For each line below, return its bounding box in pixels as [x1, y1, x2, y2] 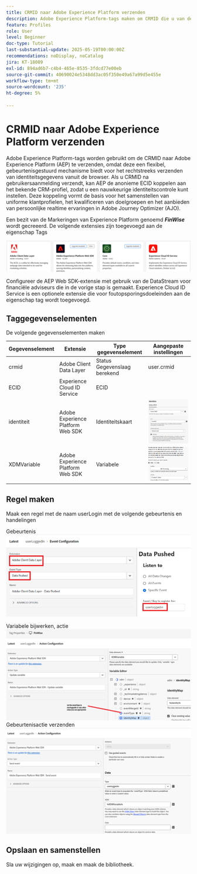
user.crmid [148, 363, 175, 370]
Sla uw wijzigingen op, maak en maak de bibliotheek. [6, 860, 134, 868]
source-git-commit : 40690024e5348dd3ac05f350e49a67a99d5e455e [6, 71, 161, 78]
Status [96, 357, 112, 365]
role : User [6, 28, 33, 34]
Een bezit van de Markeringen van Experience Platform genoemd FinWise [6, 216, 185, 223]
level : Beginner [6, 34, 46, 41]
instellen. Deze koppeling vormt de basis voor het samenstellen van [6, 192, 169, 199]
